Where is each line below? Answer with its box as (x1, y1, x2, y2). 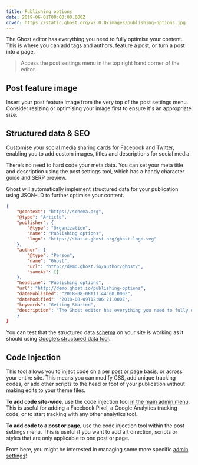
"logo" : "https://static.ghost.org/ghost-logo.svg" (27, 236, 157, 242)
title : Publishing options (6, 8, 72, 15)
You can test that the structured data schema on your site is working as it (6, 329, 184, 336)
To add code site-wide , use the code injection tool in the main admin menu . (6, 398, 190, 405)
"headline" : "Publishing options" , (16, 280, 104, 286)
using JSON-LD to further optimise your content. (6, 192, 125, 199)
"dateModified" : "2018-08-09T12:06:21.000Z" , (16, 296, 131, 302)
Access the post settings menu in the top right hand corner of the (20, 60, 180, 67)
